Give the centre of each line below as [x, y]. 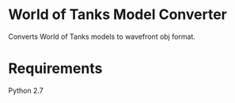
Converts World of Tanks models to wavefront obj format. [102, 36]
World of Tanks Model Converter [117, 15]
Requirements [55, 69]
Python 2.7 [26, 90]
